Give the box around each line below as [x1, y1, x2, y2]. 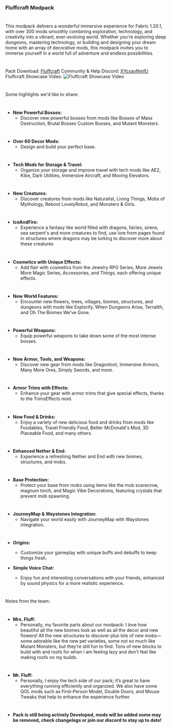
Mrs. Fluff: [12, 616, 36, 622]
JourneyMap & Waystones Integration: [12, 511, 97, 517]
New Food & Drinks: [12, 413, 56, 420]
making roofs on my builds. [20, 654, 78, 660]
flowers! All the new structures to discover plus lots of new [20, 632, 144, 639]
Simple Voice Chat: [12, 565, 55, 571]
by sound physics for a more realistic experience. [20, 580, 125, 586]
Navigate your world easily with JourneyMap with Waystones [20, 516, 149, 523]
